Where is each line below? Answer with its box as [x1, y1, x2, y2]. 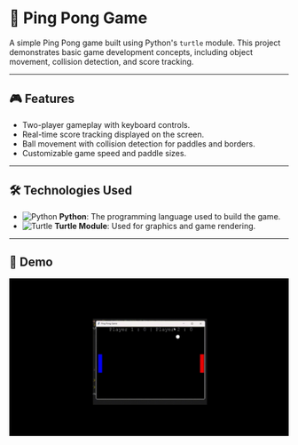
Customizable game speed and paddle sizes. [21, 147, 187, 158]
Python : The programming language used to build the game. [59, 211, 281, 221]
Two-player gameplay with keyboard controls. [21, 119, 191, 130]
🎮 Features [9, 91, 75, 107]
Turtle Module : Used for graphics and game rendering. [54, 220, 256, 231]
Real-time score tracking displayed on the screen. [21, 129, 205, 139]
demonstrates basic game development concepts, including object [9, 46, 253, 57]
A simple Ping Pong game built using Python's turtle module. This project [9, 37, 281, 48]
